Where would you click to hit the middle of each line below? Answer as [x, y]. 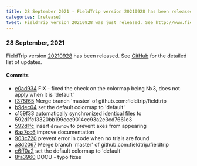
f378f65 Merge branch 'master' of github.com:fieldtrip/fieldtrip [91, 101]
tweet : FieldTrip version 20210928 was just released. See [80, 22]
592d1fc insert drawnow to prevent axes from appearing [80, 126]
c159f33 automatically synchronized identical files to [78, 113]
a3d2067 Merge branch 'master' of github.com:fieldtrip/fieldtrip [91, 144]
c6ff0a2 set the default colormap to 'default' [68, 151]
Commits [18, 75]
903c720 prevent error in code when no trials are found [82, 138]
